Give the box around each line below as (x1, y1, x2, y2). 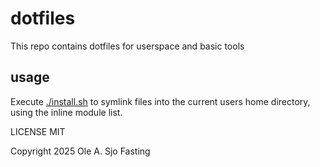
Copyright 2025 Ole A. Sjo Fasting (10, 145, 151, 157)
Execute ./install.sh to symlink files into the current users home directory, (10, 95, 311, 107)
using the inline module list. (10, 106, 123, 118)
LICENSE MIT (10, 125, 66, 137)
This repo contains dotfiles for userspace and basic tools (10, 40, 245, 52)
